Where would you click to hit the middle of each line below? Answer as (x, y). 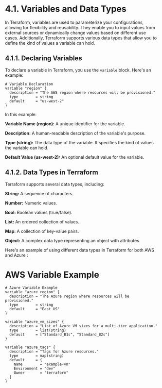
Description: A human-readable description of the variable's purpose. (75, 133)
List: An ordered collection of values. (42, 221)
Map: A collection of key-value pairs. (42, 231)
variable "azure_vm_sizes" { (35, 321)
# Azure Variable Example (31, 287)
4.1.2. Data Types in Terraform (52, 173)
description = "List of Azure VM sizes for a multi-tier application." (84, 326)
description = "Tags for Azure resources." (54, 351)
